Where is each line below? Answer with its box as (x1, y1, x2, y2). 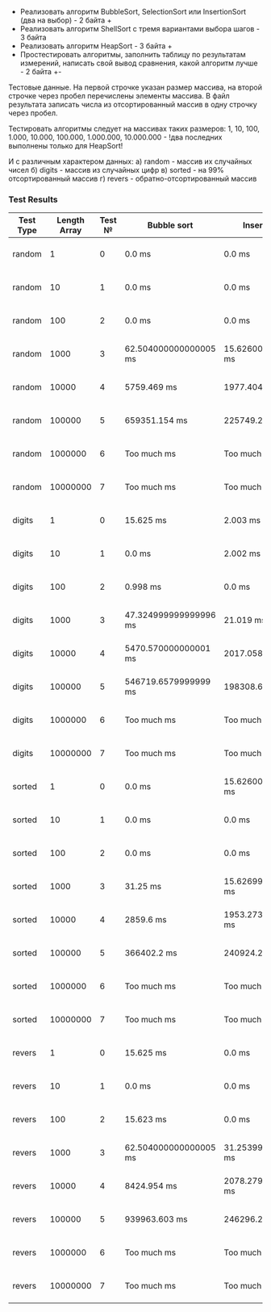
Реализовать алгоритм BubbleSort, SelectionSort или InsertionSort (19, 7, 247, 16)
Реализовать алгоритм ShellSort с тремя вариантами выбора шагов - (19, 24, 261, 33)
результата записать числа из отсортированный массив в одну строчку (8, 100, 258, 109)
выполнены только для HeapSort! (8, 141, 123, 150)
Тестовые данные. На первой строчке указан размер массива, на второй (8, 82, 262, 92)
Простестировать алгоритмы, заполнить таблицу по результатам (19, 50, 246, 59)
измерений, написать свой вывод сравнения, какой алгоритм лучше (19, 58, 258, 68)
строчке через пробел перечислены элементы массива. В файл (8, 91, 230, 100)
